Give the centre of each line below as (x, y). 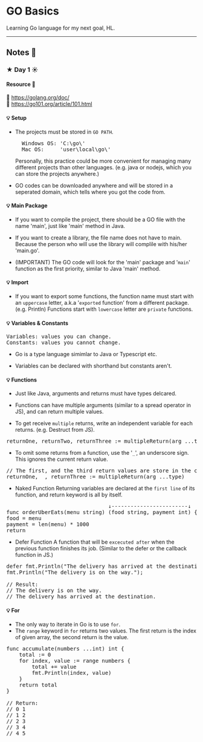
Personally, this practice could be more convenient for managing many (103, 161)
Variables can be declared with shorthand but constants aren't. (93, 366)
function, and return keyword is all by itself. (69, 495)
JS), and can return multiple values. (59, 412)
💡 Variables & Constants (37, 323)
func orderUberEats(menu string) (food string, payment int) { (102, 513)
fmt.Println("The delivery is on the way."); (75, 572)
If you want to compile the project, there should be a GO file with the (100, 220)
